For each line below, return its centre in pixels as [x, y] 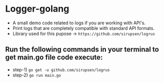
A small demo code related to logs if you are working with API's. [79, 23]
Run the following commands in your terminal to [82, 49]
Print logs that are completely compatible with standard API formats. [84, 28]
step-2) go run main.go [37, 75]
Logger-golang [37, 9]
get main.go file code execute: [54, 57]
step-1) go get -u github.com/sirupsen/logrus [61, 69]
